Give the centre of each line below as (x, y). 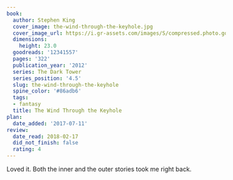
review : (18, 130)
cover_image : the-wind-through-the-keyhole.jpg (83, 26)
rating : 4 (27, 149)
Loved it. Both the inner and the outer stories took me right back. (99, 169)
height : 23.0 (38, 46)
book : (14, 14)
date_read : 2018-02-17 (46, 136)
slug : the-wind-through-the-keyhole (66, 85)
